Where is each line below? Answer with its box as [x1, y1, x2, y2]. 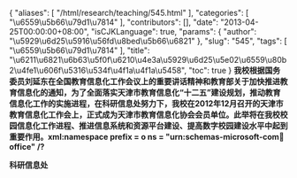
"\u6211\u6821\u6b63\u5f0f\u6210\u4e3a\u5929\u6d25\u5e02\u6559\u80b [9, 55, 287, 65]
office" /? [9, 142, 45, 151]
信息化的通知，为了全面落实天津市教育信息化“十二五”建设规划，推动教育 [16, 88, 281, 97]
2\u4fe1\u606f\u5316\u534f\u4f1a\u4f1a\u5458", [9, 66, 187, 75]
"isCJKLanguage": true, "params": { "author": [91, 27, 257, 36]
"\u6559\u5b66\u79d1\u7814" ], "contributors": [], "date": [9, 17, 219, 27]
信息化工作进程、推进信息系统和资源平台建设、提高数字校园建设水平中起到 [16, 120, 288, 131]
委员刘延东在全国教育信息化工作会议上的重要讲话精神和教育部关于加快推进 [9, 76, 280, 87]
